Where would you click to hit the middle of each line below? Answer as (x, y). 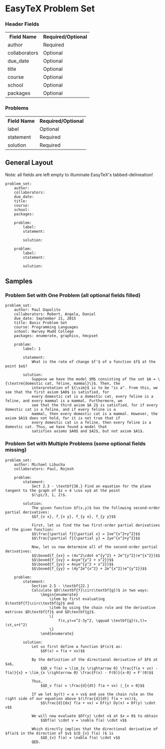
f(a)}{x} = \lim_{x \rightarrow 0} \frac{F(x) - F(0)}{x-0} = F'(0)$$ (79, 672)
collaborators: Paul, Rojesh (44, 469)
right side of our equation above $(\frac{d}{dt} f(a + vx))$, (72, 698)
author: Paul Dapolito (37, 310)
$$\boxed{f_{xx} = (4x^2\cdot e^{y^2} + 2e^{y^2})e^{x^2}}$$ (96, 555)
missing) (16, 450)
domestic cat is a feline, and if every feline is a (61, 410)
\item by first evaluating (77, 599)
